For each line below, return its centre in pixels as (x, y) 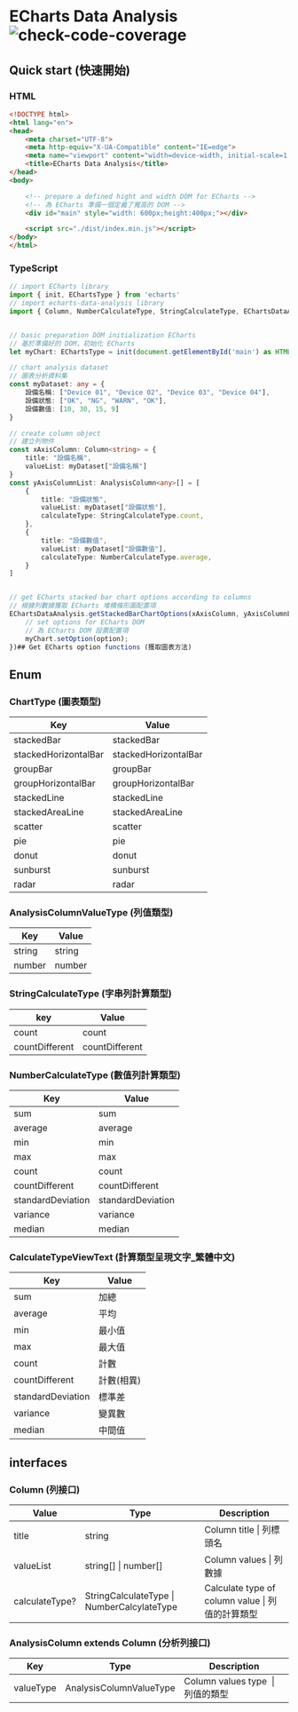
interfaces (39, 1462)
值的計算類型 (231, 1613)
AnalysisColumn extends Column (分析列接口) (110, 1643)
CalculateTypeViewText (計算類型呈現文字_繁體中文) (122, 1256)
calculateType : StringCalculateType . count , (122, 516)
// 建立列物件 (32, 441)
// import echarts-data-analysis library (87, 304)
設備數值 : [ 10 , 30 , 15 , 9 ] (72, 409)
